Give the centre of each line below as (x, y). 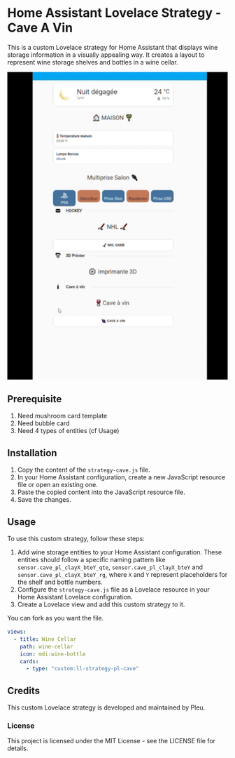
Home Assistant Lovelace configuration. (75, 597)
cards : (29, 661)
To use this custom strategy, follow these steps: (76, 539)
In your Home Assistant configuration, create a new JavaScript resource (121, 477)
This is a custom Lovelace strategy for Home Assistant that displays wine (113, 47)
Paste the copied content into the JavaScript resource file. (101, 492)
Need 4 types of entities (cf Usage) (68, 431)
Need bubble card (43, 423)
